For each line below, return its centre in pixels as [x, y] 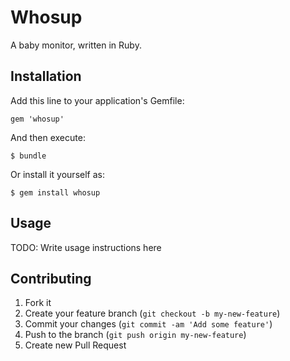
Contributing [51, 278]
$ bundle [28, 156]
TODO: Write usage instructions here [86, 247]
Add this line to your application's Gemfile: [97, 100]
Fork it [38, 303]
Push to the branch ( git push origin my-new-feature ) [135, 335]
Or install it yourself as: [57, 174]
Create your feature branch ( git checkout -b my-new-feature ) [152, 313]
